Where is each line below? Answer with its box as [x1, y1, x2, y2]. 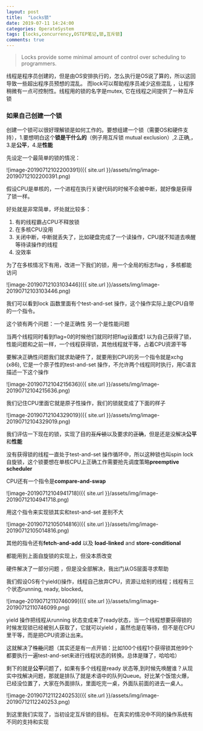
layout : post [6, 8, 39, 15]
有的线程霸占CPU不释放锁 [14, 219, 80, 226]
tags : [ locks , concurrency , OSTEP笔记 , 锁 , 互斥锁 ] [6, 31, 123, 37]
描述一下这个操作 [6, 369, 49, 376]
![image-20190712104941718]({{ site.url [6, 490, 104, 497]
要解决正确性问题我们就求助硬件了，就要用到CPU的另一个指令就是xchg [6, 354, 183, 361]
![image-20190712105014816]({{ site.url [6, 520, 104, 528]
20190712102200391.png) [6, 173, 71, 180]
